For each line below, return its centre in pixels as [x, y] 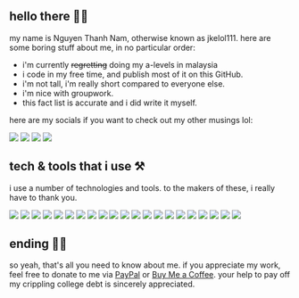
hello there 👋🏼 [49, 17]
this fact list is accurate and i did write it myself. [110, 103]
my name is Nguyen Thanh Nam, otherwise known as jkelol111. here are [140, 37]
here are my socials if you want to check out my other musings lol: [131, 120]
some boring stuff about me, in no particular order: [103, 47]
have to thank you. [43, 197]
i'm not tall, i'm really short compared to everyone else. [124, 83]
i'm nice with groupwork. [68, 93]
